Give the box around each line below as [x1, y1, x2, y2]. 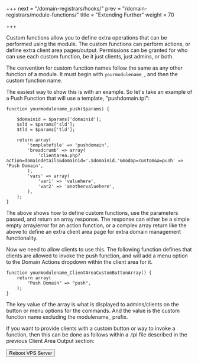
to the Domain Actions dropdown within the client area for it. [6, 259, 152, 265]
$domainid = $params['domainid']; [17, 116, 102, 122]
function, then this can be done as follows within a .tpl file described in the [6, 331, 187, 338]
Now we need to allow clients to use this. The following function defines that [6, 246, 192, 253]
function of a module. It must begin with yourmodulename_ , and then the [6, 71, 178, 77]
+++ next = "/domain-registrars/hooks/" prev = [6, 5, 121, 12]
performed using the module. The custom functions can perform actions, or [6, 41, 191, 47]
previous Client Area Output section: [6, 338, 95, 344]
